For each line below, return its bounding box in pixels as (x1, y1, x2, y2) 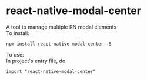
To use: (6, 51, 25, 58)
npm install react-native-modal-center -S (6, 41, 112, 47)
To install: (6, 29, 29, 36)
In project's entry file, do (6, 57, 66, 64)
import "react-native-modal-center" (6, 68, 96, 74)
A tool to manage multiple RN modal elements (6, 23, 117, 30)
